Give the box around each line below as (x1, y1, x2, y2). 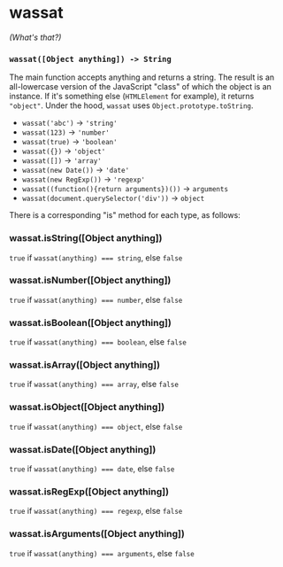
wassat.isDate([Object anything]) (9, 443, 157, 455)
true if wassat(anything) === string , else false (9, 252, 183, 263)
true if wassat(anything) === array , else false (9, 379, 180, 390)
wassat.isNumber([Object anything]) (9, 274, 172, 286)
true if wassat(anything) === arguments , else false (9, 548, 195, 558)
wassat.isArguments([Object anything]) (9, 528, 186, 540)
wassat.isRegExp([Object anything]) (9, 485, 170, 498)
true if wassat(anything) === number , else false (9, 294, 183, 305)
